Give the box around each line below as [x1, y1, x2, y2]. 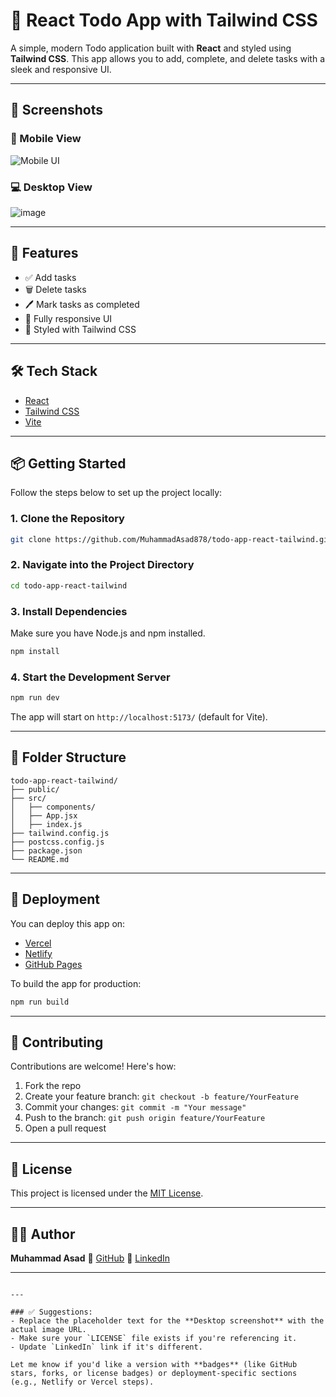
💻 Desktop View [10, 180, 93, 194]
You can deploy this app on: [10, 917, 126, 929]
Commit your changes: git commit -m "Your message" [24, 1101, 247, 1113]
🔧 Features [10, 245, 79, 262]
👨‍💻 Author [10, 1225, 76, 1243]
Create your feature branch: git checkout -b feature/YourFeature [24, 1090, 299, 1103]
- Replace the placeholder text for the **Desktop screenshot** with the [10, 1315, 325, 1326]
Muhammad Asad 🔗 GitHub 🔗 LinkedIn [10, 1252, 171, 1264]
